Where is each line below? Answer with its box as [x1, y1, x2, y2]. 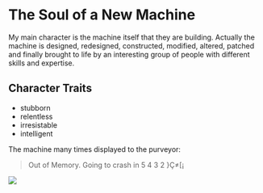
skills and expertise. [8, 58, 75, 68]
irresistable [19, 120, 58, 130]
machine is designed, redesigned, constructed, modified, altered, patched [8, 40, 255, 50]
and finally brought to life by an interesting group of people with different [8, 49, 250, 59]
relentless [19, 111, 53, 121]
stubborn [19, 103, 51, 112]
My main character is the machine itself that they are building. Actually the [8, 32, 256, 42]
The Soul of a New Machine [8, 6, 196, 24]
